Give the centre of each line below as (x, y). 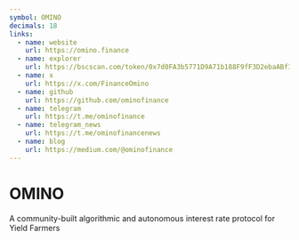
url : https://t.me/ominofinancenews (93, 133)
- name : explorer (49, 59)
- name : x (35, 76)
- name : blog (41, 141)
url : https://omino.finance (77, 51)
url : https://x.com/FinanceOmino (87, 84)
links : (21, 34)
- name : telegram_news (59, 125)
